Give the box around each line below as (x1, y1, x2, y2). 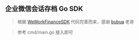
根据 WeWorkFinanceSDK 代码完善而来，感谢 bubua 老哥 (17, 19, 135, 25)
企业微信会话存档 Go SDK (5, 4, 83, 13)
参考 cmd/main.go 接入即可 (17, 29, 73, 35)
